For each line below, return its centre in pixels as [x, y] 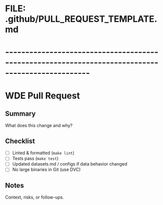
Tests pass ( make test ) [35, 159]
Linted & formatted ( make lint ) [43, 153]
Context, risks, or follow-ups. [34, 197]
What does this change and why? [39, 126]
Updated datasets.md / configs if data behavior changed [70, 164]
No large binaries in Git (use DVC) [46, 170]
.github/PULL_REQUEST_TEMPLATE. [81, 19]
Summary [20, 114]
